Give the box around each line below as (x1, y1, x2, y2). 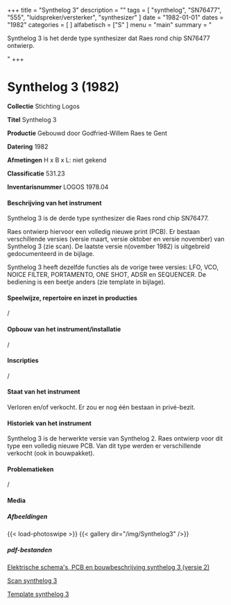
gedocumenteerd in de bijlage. (7, 250, 95, 258)
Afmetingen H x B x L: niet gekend (7, 155, 107, 164)
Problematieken (7, 465, 54, 473)
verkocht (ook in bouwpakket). (7, 449, 95, 457)
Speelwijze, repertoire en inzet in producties (7, 293, 137, 302)
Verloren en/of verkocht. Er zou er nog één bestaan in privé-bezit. (7, 402, 196, 411)
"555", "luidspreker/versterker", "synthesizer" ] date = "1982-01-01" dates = (7, 13, 224, 22)
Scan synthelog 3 (7, 576, 58, 585)
